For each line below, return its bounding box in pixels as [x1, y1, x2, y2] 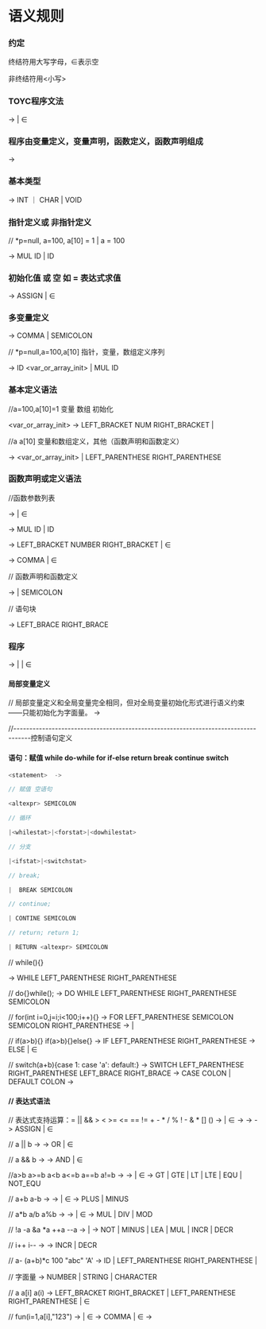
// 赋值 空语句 [8, 785, 53, 793]
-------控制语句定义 [8, 733, 73, 743]
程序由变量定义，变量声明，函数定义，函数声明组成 [8, 136, 204, 147]
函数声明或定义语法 [8, 474, 82, 485]
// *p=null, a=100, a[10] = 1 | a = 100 [8, 235, 125, 245]
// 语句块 [8, 603, 37, 613]
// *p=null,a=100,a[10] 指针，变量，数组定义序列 [8, 347, 165, 357]
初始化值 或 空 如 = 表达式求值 [8, 272, 121, 283]
